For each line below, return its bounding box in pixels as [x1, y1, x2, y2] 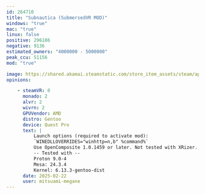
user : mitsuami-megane [22, 178, 81, 185]
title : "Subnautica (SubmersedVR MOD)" [6, 15, 108, 21]
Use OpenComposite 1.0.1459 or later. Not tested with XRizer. [33, 145, 198, 151]
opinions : [6, 77, 32, 83]
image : [6, 71, 23, 77]
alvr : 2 [22, 99, 43, 106]
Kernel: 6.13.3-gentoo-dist [33, 167, 105, 173]
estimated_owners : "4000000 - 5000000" [6, 49, 108, 55]
